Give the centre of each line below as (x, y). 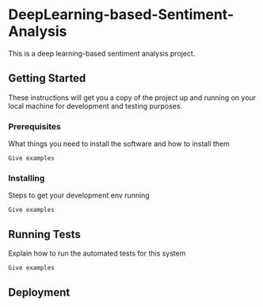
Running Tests (44, 234)
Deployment (39, 292)
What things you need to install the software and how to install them (119, 144)
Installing (27, 178)
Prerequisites (34, 126)
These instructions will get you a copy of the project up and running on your (132, 98)
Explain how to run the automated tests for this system (97, 253)
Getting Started (47, 78)
